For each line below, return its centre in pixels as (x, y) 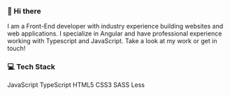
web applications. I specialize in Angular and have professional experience (115, 33)
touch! (16, 49)
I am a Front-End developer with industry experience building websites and (115, 26)
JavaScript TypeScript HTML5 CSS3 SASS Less (76, 85)
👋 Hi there (24, 11)
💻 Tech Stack (31, 67)
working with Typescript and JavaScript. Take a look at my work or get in (112, 41)
